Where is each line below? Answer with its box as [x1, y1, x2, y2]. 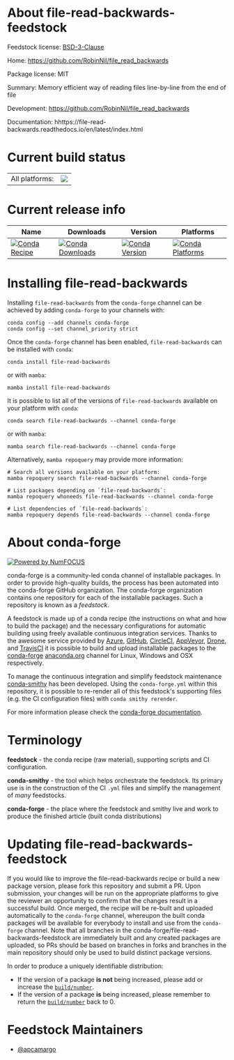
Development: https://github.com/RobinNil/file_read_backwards [7, 104, 190, 112]
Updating [7, 836, 63, 852]
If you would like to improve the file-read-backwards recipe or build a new [7, 874, 220, 882]
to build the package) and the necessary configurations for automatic [7, 622, 207, 630]
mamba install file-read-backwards [7, 384, 111, 391]
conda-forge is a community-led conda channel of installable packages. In [7, 571, 221, 579]
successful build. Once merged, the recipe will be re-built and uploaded [7, 904, 214, 912]
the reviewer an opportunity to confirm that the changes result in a [7, 896, 198, 905]
